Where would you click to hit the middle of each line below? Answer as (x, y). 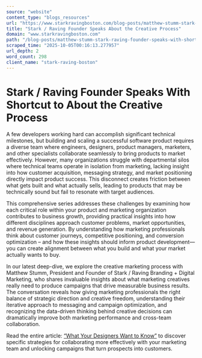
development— (176, 242)
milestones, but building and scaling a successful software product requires (100, 141)
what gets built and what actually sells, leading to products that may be (94, 186)
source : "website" (29, 12)
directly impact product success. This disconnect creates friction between (98, 179)
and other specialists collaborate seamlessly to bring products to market (96, 154)
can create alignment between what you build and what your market (101, 248)
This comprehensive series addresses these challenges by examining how (98, 204)
